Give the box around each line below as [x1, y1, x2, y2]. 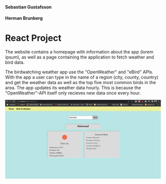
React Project [5, 33, 62, 44]
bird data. [5, 59, 25, 65]
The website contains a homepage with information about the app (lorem [5, 49, 154, 55]
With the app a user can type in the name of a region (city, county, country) [5, 74, 159, 80]
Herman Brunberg [5, 15, 43, 21]
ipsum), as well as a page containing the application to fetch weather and [5, 54, 154, 60]
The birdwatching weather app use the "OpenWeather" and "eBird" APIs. [5, 69, 154, 75]
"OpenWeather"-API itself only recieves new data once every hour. [5, 90, 141, 96]
